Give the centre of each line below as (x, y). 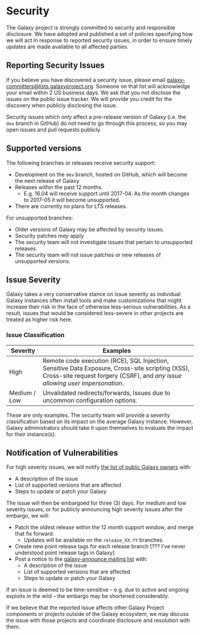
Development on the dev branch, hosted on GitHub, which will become (101, 174)
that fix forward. (35, 534)
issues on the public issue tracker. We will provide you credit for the (89, 99)
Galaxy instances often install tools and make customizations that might (94, 301)
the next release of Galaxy (47, 181)
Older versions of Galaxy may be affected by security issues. (90, 229)
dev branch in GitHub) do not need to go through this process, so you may (97, 123)
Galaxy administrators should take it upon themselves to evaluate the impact (100, 428)
